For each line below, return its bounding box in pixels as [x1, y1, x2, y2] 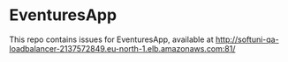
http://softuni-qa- [215, 34, 280, 45]
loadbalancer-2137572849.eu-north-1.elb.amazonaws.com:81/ [9, 43, 236, 53]
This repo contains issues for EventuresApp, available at [9, 34, 214, 45]
